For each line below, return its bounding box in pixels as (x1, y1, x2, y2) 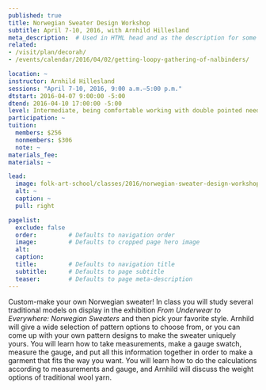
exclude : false (15, 223, 66, 232)
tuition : (8, 122, 37, 130)
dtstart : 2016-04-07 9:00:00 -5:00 (8, 92, 126, 100)
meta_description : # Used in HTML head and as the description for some (8, 33, 257, 42)
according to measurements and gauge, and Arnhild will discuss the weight (8, 364, 254, 373)
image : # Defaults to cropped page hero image (15, 238, 200, 246)
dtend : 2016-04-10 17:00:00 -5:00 (8, 100, 123, 108)
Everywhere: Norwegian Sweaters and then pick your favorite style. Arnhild (8, 313, 255, 323)
